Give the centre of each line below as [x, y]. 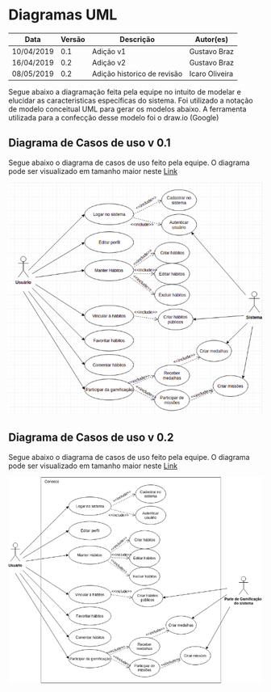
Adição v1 [109, 51]
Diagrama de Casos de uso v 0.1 [90, 143]
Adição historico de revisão [137, 74]
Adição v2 [109, 62]
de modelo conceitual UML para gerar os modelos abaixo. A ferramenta [127, 109]
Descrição [137, 40]
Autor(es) [211, 40]
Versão [73, 40]
